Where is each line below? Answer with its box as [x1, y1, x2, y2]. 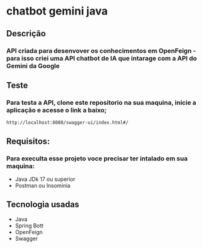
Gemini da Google [6, 62, 60, 70]
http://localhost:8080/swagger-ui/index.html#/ [6, 120, 129, 126]
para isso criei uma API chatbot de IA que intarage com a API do [6, 54, 197, 62]
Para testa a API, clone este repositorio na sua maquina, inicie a [6, 98, 197, 106]
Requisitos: [6, 136, 50, 146]
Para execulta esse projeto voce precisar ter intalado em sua [6, 154, 188, 163]
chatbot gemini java [6, 4, 108, 18]
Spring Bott [15, 222, 44, 229]
